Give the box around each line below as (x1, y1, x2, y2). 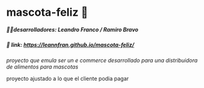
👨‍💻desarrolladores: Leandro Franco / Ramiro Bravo (6, 25, 139, 33)
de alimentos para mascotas (6, 63, 79, 70)
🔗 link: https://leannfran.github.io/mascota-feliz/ (6, 41, 135, 49)
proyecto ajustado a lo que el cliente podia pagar (6, 75, 129, 82)
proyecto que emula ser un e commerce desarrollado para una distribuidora (6, 56, 198, 64)
